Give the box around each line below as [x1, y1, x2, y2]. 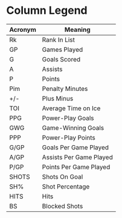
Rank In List [42, 36, 75, 44]
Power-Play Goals [42, 114, 94, 122]
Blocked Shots [42, 202, 83, 210]
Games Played [42, 45, 83, 54]
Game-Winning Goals [42, 123, 104, 132]
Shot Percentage [42, 182, 90, 190]
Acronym [9, 25, 36, 34]
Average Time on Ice [42, 104, 101, 112]
